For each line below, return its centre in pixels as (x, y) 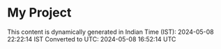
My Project (39, 13)
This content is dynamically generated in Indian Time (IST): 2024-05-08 (110, 32)
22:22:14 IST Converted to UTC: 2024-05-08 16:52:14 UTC (92, 39)
